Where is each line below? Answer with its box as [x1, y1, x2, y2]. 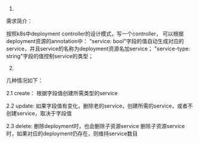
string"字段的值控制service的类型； [6, 53, 94, 59]
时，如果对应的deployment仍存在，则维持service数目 [6, 130, 138, 137]
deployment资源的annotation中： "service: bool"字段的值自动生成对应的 [6, 38, 185, 44]
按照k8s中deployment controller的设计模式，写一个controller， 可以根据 [6, 30, 184, 37]
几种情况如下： [6, 77, 43, 84]
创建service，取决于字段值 [6, 110, 72, 117]
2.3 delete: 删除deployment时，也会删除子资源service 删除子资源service [6, 123, 185, 129]
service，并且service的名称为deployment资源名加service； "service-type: [6, 45, 191, 52]
